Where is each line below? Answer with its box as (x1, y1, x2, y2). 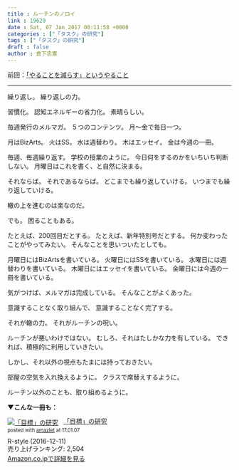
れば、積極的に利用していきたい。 (7, 343, 107, 351)
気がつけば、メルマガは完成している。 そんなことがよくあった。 (7, 288, 196, 296)
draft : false (7, 43, 50, 51)
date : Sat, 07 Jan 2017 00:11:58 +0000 (7, 23, 129, 31)
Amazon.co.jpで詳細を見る (7, 454, 85, 463)
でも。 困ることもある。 (7, 216, 78, 224)
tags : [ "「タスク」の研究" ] (7, 37, 85, 44)
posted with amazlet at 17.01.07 (7, 427, 80, 434)
